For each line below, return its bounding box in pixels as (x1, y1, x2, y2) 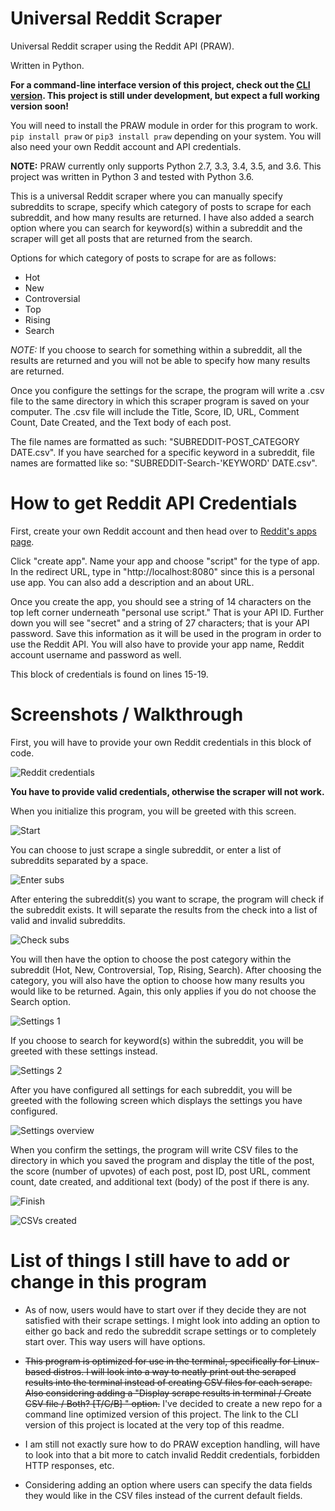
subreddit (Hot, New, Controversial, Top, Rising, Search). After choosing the (10, 963, 322, 976)
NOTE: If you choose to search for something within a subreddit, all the (10, 343, 303, 356)
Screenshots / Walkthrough (10, 703, 244, 726)
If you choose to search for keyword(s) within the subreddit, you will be (10, 1034, 304, 1046)
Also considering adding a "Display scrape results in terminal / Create (24, 1387, 312, 1399)
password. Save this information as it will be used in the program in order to (10, 627, 322, 639)
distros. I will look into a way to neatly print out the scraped (53, 1365, 297, 1377)
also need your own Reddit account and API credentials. (10, 140, 242, 152)
